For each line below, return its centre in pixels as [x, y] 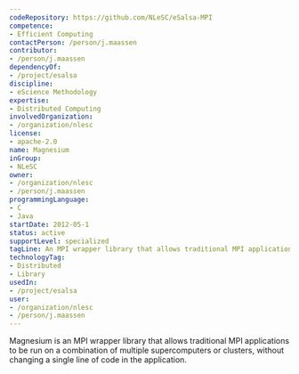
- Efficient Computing [51, 34]
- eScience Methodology [53, 92]
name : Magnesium [39, 150]
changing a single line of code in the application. [98, 360]
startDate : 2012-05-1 [49, 224]
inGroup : [25, 158]
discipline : [31, 84]
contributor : [33, 51]
